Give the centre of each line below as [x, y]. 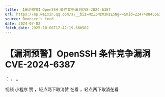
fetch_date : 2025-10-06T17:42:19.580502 [47, 28]
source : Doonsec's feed [29, 19]
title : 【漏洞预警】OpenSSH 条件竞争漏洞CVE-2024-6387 [58, 10]
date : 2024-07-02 [23, 23]
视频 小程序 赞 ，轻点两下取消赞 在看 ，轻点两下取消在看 [62, 90]
